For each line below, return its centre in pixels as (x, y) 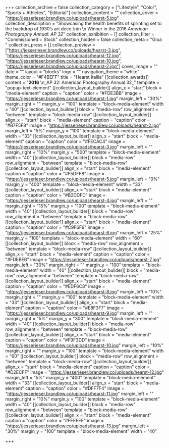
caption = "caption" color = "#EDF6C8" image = (55, 286)
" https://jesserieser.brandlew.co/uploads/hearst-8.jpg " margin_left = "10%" (83, 292)
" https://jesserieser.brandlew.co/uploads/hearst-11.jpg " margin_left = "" (79, 394)
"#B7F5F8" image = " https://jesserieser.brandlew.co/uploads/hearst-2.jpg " (83, 125)
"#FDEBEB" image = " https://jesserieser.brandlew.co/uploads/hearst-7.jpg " (83, 259)
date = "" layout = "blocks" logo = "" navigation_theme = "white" (72, 72)
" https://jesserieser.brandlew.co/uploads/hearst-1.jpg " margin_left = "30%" (83, 98)
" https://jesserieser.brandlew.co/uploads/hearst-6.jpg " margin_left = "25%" (84, 233)
